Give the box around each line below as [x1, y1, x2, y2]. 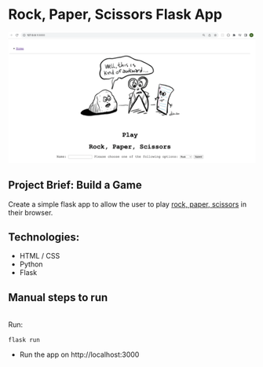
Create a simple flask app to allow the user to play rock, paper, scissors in [8, 199, 247, 209]
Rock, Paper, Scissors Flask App [8, 6, 222, 24]
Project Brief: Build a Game [8, 178, 143, 192]
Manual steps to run [8, 291, 108, 304]
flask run [8, 336, 41, 344]
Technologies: [8, 230, 80, 244]
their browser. [8, 207, 53, 217]
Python [19, 259, 43, 269]
